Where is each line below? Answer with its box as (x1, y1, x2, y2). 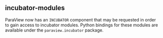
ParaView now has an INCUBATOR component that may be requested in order (5, 17, 156, 22)
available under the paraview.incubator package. (5, 27, 104, 33)
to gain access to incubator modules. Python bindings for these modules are (5, 22, 158, 28)
